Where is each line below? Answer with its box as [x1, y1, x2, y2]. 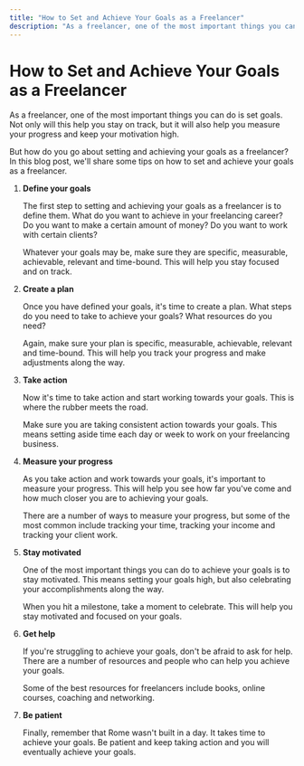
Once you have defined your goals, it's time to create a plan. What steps [22, 301, 292, 312]
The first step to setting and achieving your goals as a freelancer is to [22, 201, 282, 212]
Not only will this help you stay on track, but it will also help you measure [9, 119, 280, 130]
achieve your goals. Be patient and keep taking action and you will [22, 737, 270, 748]
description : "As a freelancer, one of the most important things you [9, 22, 281, 31]
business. [22, 439, 59, 449]
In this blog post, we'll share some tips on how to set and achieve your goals [9, 156, 294, 167]
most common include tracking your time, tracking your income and [22, 520, 276, 531]
